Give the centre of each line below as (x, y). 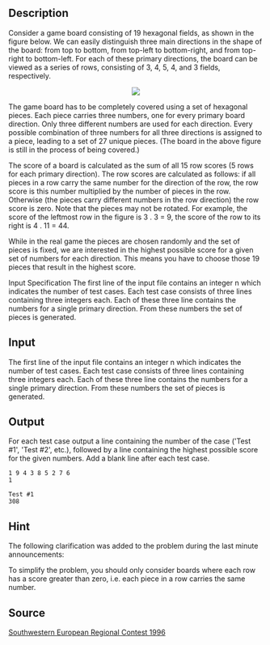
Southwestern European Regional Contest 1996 (87, 632)
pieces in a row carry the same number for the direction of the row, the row (133, 182)
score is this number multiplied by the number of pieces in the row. (120, 191)
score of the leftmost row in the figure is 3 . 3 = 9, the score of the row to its (135, 217)
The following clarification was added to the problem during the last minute (133, 546)
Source (27, 613)
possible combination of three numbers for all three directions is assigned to (135, 132)
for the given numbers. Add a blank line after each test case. (109, 458)
